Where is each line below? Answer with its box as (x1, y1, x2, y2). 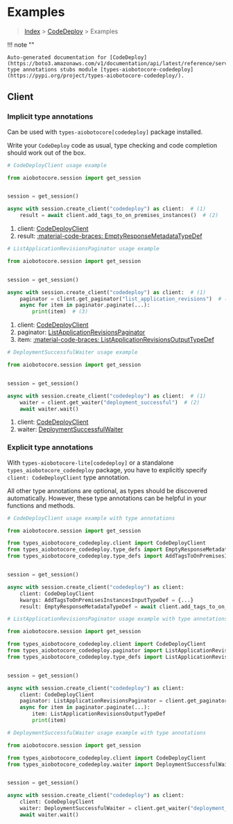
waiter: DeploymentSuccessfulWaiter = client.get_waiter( (19, 805, 191, 812)
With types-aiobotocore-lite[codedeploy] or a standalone (7, 458, 174, 467)
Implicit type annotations (7, 112, 94, 121)
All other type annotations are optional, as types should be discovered (7, 486, 208, 495)
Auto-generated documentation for (7, 53, 107, 61)
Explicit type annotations (7, 443, 94, 452)
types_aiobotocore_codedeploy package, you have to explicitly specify (7, 465, 207, 474)
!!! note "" (7, 40, 35, 49)
